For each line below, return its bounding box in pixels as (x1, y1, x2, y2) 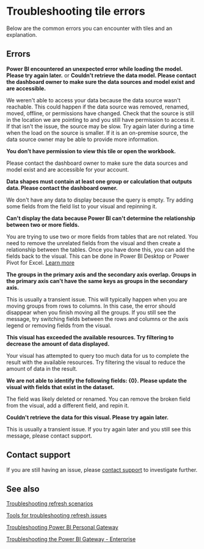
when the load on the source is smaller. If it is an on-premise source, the (6, 129, 188, 136)
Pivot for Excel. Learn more (6, 259, 75, 266)
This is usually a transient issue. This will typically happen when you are (6, 295, 188, 303)
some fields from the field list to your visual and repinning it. (6, 202, 158, 210)
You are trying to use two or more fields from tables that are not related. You (6, 233, 199, 240)
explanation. (6, 31, 38, 38)
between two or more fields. (6, 221, 79, 228)
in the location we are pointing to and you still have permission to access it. (6, 116, 195, 123)
